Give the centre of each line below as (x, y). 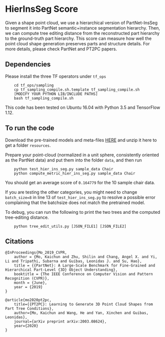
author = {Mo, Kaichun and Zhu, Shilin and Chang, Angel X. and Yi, (86, 257)
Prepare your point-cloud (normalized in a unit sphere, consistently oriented (82, 155)
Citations (19, 241)
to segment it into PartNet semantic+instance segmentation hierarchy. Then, (82, 28)
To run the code (30, 128)
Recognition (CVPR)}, (27, 279)
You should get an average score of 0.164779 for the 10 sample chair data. (80, 182)
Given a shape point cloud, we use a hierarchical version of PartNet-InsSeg (81, 23)
